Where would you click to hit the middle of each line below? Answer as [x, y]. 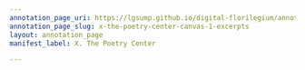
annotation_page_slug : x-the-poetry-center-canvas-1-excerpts [129, 26]
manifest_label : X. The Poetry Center [83, 43]
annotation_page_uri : [50, 18]
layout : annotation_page [56, 35]
